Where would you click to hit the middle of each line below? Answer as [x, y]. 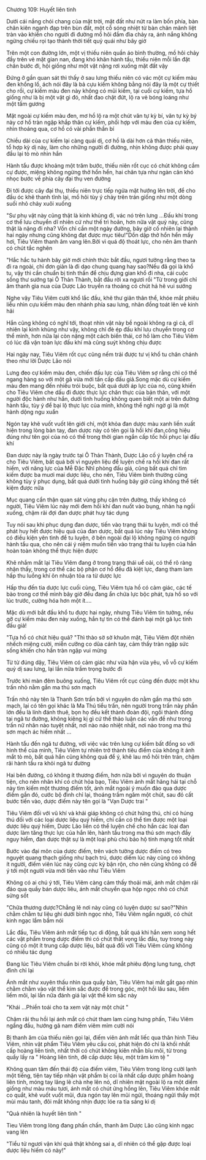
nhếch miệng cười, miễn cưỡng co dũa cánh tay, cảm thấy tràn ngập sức [97, 644]
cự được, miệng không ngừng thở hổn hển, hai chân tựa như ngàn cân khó [100, 172]
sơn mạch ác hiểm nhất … [39, 732]
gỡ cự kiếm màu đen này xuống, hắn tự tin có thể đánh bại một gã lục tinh [99, 619]
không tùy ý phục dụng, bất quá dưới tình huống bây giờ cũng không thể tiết [103, 481]
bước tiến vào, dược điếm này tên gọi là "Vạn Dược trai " [77, 801]
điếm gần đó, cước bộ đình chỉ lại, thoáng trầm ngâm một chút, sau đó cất [100, 795]
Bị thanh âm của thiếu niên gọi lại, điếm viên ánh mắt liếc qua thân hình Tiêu [102, 1038]
